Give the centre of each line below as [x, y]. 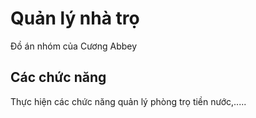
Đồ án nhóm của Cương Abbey [74, 46]
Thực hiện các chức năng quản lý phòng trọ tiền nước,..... [128, 101]
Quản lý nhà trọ [75, 18]
